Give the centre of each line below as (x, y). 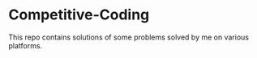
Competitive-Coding (79, 15)
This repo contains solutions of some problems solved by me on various (129, 37)
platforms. (26, 45)
